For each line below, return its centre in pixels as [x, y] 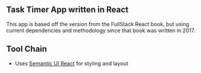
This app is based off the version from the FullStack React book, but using [98, 24]
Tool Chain [27, 49]
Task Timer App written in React [67, 10]
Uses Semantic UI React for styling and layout [71, 63]
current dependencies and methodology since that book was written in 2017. [101, 30]
